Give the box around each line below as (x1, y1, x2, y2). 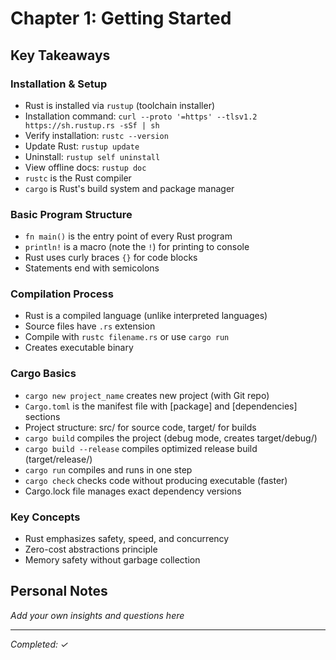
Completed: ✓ (10, 638, 69, 650)
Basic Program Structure (10, 207, 133, 221)
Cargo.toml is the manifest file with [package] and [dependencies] (24, 400, 298, 412)
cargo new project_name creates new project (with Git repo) (24, 389, 270, 401)
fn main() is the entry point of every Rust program (24, 230, 233, 242)
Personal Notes (10, 583, 108, 600)
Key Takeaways (10, 47, 111, 64)
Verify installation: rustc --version (24, 129, 169, 141)
